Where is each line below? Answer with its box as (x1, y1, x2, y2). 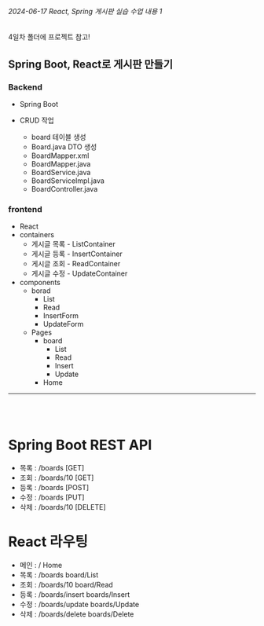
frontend (8, 203, 43, 214)
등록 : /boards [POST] (19, 483, 90, 492)
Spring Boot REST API (8, 436, 152, 454)
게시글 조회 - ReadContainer (31, 259, 121, 269)
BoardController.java (31, 184, 98, 193)
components (19, 278, 60, 287)
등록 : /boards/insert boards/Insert (19, 590, 130, 599)
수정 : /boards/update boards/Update (19, 600, 140, 610)
